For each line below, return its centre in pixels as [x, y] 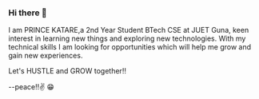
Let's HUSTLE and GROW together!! [67, 71]
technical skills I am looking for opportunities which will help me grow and [130, 47]
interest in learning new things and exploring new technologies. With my [127, 38]
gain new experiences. [46, 56]
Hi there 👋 [28, 13]
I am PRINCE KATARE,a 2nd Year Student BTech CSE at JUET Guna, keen [129, 30]
